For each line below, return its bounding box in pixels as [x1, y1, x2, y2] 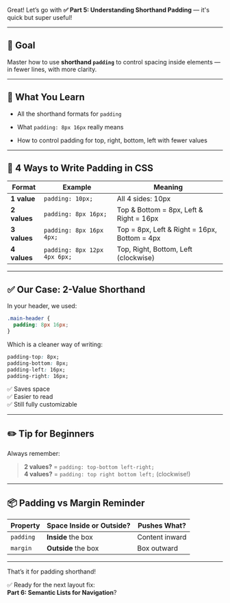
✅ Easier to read [7, 393, 53, 401]
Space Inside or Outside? [47, 521, 131, 530]
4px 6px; [43, 253, 73, 261]
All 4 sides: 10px [116, 194, 171, 204]
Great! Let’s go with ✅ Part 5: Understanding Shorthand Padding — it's [7, 6, 210, 14]
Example [62, 183, 92, 192]
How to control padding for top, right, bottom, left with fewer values [16, 136, 207, 144]
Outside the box [47, 543, 99, 553]
